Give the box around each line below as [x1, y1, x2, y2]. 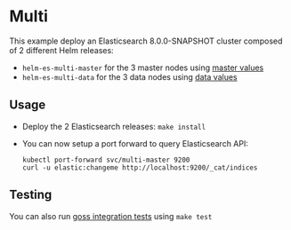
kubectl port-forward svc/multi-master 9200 [21, 155, 190, 164]
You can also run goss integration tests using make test [9, 210, 213, 221]
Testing [9, 187, 53, 202]
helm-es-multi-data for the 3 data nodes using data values [21, 71, 238, 82]
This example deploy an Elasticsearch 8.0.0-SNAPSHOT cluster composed [9, 36, 283, 46]
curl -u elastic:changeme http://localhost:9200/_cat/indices [21, 163, 258, 172]
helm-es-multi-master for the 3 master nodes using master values [21, 62, 264, 73]
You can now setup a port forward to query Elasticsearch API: [21, 138, 249, 148]
